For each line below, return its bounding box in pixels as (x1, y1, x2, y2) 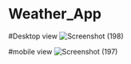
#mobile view (8, 46, 53, 56)
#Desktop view (8, 31, 58, 41)
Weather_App (8, 5, 102, 23)
